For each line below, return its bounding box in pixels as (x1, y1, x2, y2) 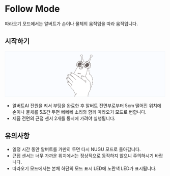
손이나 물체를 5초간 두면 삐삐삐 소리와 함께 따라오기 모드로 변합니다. (12, 109, 147, 115)
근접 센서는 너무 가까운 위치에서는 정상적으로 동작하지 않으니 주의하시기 (12, 153, 154, 159)
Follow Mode (5, 3, 60, 15)
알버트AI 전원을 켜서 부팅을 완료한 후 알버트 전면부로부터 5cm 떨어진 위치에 (12, 103, 161, 109)
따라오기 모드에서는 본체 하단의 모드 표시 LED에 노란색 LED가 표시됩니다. (12, 165, 157, 171)
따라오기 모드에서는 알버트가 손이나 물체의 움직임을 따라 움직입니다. (5, 20, 138, 27)
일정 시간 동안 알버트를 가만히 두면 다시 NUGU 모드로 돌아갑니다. (12, 146, 141, 152)
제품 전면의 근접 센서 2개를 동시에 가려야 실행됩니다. (12, 115, 116, 121)
